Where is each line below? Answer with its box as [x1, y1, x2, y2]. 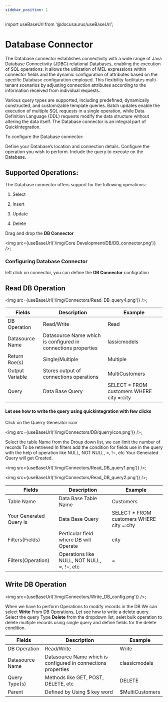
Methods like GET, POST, [44, 674, 104, 681]
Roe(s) [7, 359, 23, 366]
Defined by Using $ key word [44, 688, 113, 695]
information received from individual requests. [5, 87, 100, 93]
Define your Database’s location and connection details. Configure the [5, 143, 150, 149]
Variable [7, 374, 27, 381]
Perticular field [58, 530, 93, 537]
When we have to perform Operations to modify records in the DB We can [5, 603, 157, 609]
